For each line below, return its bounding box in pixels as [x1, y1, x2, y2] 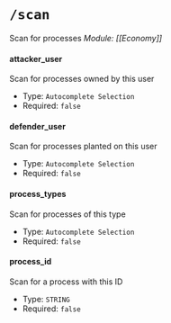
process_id [9, 256, 52, 267]
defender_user [9, 121, 66, 131]
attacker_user [9, 53, 63, 64]
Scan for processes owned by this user [9, 74, 155, 85]
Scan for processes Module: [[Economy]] [9, 32, 163, 43]
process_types [9, 188, 67, 199]
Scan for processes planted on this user [9, 141, 157, 152]
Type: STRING [22, 293, 70, 304]
